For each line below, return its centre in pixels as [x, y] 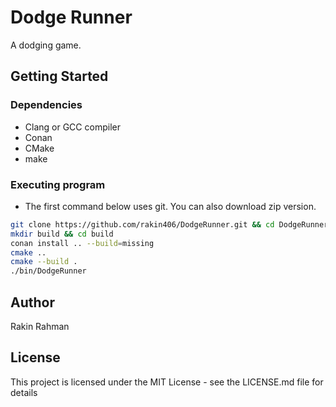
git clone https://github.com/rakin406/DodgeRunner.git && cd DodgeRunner [169, 224]
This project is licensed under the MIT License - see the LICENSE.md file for [167, 382]
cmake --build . [44, 262]
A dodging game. [46, 45]
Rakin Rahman [40, 326]
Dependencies [46, 105]
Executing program [58, 184]
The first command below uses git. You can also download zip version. [170, 206]
